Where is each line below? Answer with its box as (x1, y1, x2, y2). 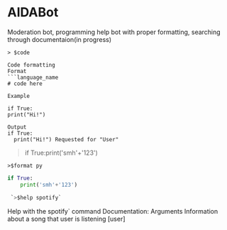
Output (7, 124, 27, 131)
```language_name (7, 74, 59, 81)
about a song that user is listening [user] (7, 214, 126, 223)
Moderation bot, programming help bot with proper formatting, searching (7, 28, 221, 36)
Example (7, 92, 31, 99)
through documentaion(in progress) (7, 35, 112, 43)
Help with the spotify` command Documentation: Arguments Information (7, 207, 218, 215)
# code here (7, 80, 43, 87)
